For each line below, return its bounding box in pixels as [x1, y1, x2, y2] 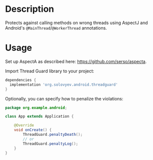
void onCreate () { [14, 128, 52, 132]
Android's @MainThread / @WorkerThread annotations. [5, 25, 107, 31]
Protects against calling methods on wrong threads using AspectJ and [5, 20, 148, 26]
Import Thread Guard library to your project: [5, 68, 95, 74]
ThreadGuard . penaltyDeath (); [23, 132, 83, 137]
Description [5, 3, 54, 15]
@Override [14, 123, 35, 128]
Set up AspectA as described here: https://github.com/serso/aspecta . [5, 58, 147, 64]
